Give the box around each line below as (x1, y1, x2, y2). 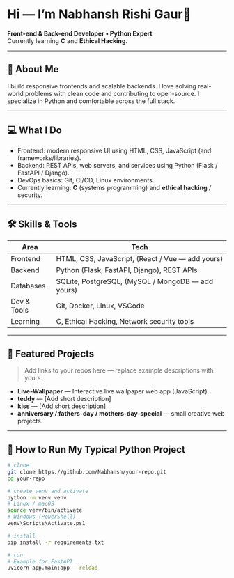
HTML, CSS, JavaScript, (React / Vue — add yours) (56, 254, 224, 264)
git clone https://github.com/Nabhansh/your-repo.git (7, 468, 167, 476)
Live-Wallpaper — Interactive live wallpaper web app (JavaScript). (17, 387, 210, 396)
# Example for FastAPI (7, 558, 73, 565)
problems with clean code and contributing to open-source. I (24, 89, 200, 97)
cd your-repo (7, 475, 45, 482)
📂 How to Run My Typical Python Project (7, 444, 186, 455)
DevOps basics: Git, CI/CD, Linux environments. (17, 175, 155, 184)
